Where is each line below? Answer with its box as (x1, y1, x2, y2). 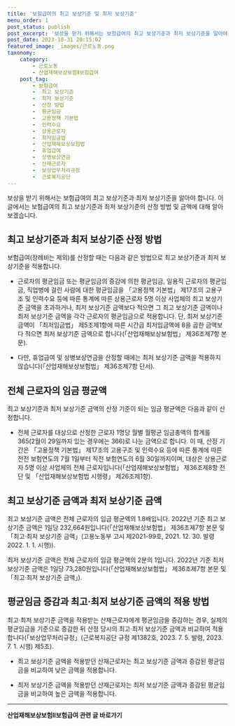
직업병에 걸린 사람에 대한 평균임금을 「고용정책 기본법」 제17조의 (27, 285, 204, 295)
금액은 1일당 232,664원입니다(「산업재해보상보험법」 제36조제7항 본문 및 (25, 523, 225, 532)
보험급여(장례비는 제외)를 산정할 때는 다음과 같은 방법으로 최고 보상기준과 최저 (7, 253, 219, 262)
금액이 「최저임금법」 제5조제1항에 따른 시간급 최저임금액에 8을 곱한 (17, 321, 204, 330)
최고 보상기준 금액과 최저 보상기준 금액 (7, 495, 162, 506)
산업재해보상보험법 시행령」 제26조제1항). (38, 472, 152, 480)
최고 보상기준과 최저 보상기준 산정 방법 (7, 233, 162, 246)
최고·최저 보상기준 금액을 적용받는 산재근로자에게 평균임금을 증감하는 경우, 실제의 (7, 615, 228, 624)
